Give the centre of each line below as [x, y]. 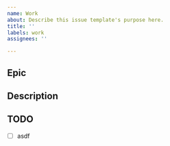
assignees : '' [27, 39]
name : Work [23, 13]
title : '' [21, 26]
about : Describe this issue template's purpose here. [86, 20]
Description [33, 96]
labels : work [26, 33]
